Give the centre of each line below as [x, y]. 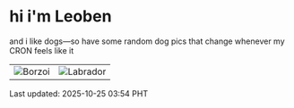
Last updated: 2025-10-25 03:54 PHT [79, 93]
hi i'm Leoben [61, 17]
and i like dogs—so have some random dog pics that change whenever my [147, 41]
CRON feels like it [42, 50]
